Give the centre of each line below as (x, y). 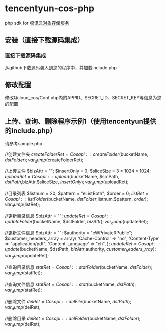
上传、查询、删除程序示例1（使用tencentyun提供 (81, 121)
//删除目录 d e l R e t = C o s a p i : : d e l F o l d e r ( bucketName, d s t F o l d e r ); (73, 318)
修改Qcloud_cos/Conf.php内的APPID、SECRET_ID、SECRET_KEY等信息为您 (83, 98)
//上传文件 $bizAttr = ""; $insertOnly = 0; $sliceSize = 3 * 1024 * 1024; (78, 171)
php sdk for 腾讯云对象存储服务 (37, 23)
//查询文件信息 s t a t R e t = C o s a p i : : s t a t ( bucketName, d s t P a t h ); (71, 284)
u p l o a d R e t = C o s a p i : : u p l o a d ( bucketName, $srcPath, (62, 177)
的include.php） (31, 130)
